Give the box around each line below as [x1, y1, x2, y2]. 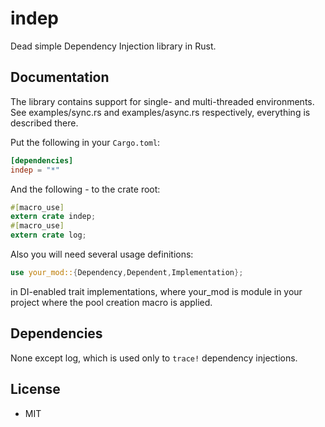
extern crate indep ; [10, 212, 97, 222]
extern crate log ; [10, 230, 87, 241]
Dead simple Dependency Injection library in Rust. [10, 40, 217, 52]
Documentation [10, 69, 110, 86]
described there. [10, 117, 79, 129]
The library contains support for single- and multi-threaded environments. [10, 95, 315, 107]
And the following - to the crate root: [10, 183, 161, 195]
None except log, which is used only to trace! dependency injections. [10, 352, 298, 364]
